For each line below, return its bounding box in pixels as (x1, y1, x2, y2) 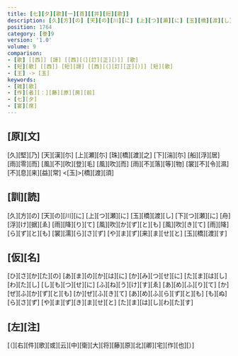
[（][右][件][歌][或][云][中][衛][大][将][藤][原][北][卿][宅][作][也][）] (7, 341, 195, 350)
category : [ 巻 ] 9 (7, 30, 55, 38)
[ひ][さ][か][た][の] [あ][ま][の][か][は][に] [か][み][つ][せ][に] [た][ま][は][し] (7, 272, 228, 280)
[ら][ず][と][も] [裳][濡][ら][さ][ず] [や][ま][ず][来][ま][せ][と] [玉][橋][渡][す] (7, 229, 228, 237)
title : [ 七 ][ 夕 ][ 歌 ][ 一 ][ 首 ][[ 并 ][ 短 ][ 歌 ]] (7, 10, 130, 18)
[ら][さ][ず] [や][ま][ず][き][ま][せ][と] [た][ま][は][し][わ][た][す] (7, 298, 193, 306)
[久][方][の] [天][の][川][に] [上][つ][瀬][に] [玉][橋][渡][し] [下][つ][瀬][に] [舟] (7, 211, 231, 219)
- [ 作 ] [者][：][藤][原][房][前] (7, 89, 96, 96)
